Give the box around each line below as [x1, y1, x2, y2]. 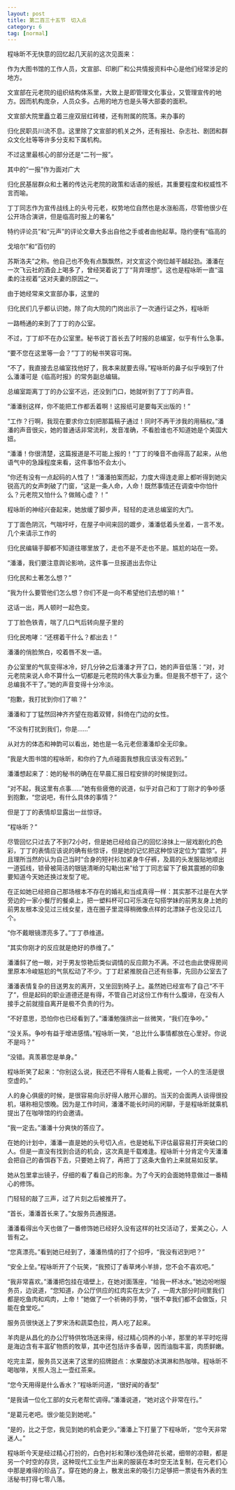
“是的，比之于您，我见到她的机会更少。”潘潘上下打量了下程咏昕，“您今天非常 [7, 1425, 227, 1434]
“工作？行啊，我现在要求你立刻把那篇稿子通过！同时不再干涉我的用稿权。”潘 [7, 417, 225, 425]
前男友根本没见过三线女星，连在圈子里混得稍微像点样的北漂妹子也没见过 [7, 905, 215, 914]
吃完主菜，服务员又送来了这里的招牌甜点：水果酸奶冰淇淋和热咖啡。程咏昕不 [7, 1357, 228, 1365]
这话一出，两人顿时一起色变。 [7, 603, 93, 612]
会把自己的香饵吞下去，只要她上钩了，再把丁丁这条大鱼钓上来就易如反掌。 [7, 1156, 222, 1165]
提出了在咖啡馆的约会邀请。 [7, 1109, 87, 1117]
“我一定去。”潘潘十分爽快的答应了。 [7, 1123, 108, 1132]
